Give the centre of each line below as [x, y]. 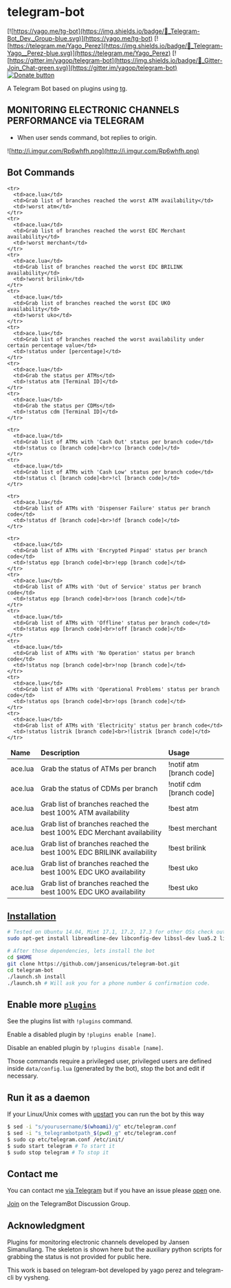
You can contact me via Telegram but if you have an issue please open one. [114, 1191]
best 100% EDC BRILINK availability [99, 852]
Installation [32, 916]
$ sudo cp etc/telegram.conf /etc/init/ [66, 1139]
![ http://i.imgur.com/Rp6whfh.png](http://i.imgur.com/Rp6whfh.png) [103, 151]
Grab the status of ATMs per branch [99, 768]
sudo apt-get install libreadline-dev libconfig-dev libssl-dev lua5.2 [112, 938]
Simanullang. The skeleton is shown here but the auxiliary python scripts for [114, 1249]
